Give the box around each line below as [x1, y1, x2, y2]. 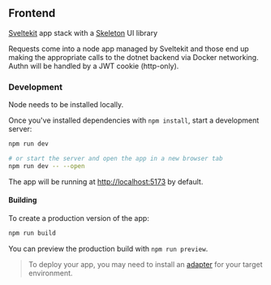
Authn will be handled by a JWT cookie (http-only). [8, 61, 179, 71]
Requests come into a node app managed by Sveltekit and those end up [8, 44, 249, 54]
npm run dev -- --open [8, 162, 85, 170]
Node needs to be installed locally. [8, 100, 124, 110]
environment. [28, 268, 73, 278]
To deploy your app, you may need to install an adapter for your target [28, 259, 263, 269]
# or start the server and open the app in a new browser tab [8, 154, 223, 162]
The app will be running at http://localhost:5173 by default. [8, 176, 204, 186]
